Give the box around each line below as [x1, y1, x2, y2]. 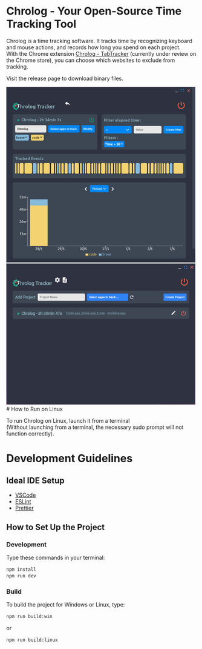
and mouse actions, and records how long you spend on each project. [6, 44, 181, 51]
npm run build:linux [6, 637, 59, 644]
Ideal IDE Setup [6, 476, 65, 486]
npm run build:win [6, 614, 53, 620]
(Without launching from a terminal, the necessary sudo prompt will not [6, 423, 184, 431]
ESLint [15, 498, 31, 505]
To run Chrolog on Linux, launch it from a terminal [6, 417, 130, 425]
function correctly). [6, 430, 54, 437]
